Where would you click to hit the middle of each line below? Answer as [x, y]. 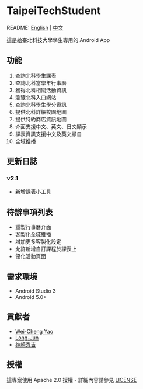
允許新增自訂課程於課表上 [46, 249]
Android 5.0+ [31, 297]
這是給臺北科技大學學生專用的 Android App [58, 40]
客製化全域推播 [33, 234]
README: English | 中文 [35, 27]
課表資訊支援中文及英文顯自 [48, 134]
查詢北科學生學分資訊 [41, 105]
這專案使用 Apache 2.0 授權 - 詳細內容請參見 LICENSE [72, 380]
